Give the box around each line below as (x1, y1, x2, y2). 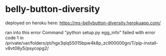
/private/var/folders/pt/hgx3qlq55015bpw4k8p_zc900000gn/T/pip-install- (5, 40, 158, 46)
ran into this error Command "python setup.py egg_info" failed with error (5, 29, 155, 35)
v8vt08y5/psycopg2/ (5, 45, 49, 51)
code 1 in (5, 35, 24, 41)
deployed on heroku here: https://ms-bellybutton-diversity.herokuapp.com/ (5, 20, 161, 26)
